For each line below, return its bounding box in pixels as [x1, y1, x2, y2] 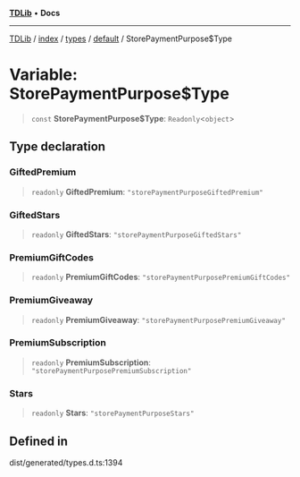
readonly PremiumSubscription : [30, 357, 152, 368]
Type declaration [9, 139, 105, 155]
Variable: [9, 64, 79, 85]
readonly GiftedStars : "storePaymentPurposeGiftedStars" [30, 228, 242, 240]
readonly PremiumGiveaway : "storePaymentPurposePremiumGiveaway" [30, 314, 286, 325]
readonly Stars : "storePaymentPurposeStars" [30, 407, 195, 419]
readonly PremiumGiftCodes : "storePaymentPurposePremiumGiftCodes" [30, 272, 291, 283]
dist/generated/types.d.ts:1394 [9, 456, 123, 468]
